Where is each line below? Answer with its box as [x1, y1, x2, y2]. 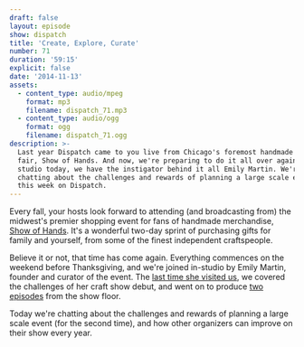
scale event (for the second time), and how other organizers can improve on [9, 318, 293, 329]
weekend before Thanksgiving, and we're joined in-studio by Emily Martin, [9, 262, 287, 273]
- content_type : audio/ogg [17, 114, 119, 123]
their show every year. [9, 327, 92, 339]
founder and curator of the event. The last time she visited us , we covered [9, 272, 286, 283]
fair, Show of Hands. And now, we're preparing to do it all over [17, 155, 273, 165]
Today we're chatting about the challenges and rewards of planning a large [9, 308, 290, 319]
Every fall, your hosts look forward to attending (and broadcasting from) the [9, 206, 291, 217]
